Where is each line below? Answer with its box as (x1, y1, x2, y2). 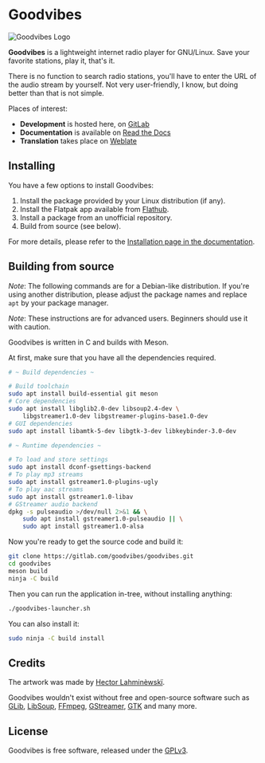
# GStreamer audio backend (8, 500, 98, 508)
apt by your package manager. (8, 297, 109, 308)
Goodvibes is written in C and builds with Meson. (8, 337, 170, 347)
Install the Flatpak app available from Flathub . (19, 204, 170, 214)
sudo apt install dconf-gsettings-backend (8, 463, 151, 471)
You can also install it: (8, 619, 80, 628)
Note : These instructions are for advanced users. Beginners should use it (8, 313, 248, 323)
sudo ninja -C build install (8, 634, 105, 643)
